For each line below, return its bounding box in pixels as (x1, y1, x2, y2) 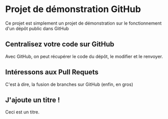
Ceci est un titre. (5, 109, 40, 115)
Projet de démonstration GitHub (5, 4, 141, 15)
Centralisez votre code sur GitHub (5, 40, 115, 49)
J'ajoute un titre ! (5, 95, 61, 104)
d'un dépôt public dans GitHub (5, 25, 69, 31)
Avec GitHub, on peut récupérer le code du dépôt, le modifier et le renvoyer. (5, 53, 163, 59)
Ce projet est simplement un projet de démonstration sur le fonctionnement (5, 20, 162, 26)
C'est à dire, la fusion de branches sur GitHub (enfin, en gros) (5, 81, 134, 87)
